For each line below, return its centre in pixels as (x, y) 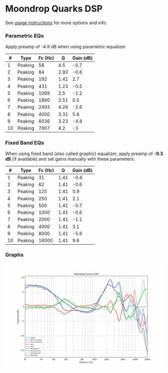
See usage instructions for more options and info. (56, 23)
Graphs (14, 255)
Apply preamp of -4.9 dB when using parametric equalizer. (66, 47)
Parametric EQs (25, 36)
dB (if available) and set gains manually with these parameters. (70, 159)
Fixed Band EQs (25, 142)
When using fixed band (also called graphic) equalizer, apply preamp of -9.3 (84, 154)
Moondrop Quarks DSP (54, 9)
